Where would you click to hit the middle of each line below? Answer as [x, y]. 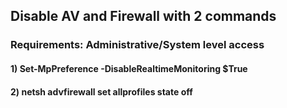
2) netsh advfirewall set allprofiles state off [101, 91]
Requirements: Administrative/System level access [137, 45]
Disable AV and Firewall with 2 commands [143, 16]
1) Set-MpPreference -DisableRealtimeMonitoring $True [129, 68]
